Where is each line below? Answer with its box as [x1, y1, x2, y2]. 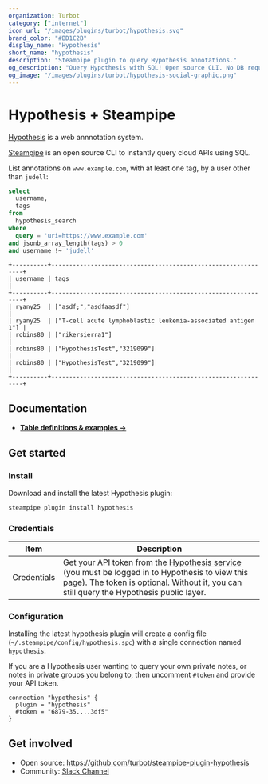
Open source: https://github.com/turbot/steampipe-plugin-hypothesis [19, 758, 250, 768]
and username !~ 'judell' [8, 246, 94, 254]
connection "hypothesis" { [8, 694, 98, 702]
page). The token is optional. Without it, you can [62, 577, 242, 588]
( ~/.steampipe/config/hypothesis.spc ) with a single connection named [8, 638, 242, 647]
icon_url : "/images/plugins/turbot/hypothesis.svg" [8, 26, 183, 34]
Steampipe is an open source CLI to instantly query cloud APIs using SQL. [8, 147, 251, 157]
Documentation [8, 402, 88, 415]
